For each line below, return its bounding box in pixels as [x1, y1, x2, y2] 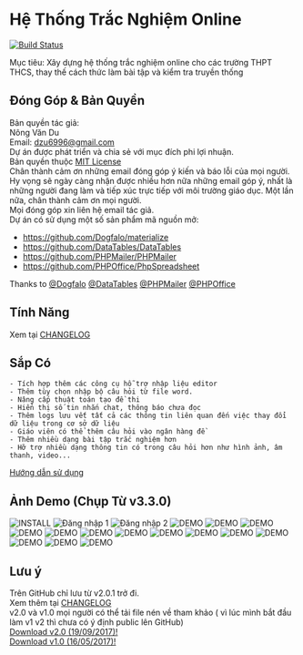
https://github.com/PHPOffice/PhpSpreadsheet [22, 261, 200, 271]
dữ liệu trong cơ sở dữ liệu [9, 419, 120, 428]
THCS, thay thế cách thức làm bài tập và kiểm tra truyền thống [9, 67, 244, 77]
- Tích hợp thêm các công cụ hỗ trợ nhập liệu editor [9, 379, 218, 389]
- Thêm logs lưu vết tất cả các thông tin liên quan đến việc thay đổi [9, 411, 287, 421]
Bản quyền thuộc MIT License [9, 156, 122, 167]
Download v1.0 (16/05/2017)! [9, 636, 116, 647]
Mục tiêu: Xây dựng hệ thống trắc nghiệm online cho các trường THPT [9, 56, 273, 67]
